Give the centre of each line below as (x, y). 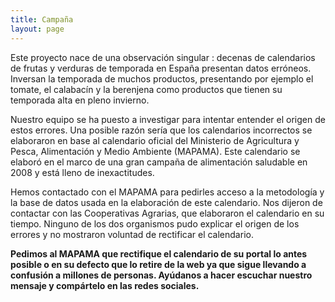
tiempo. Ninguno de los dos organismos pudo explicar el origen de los (155, 223)
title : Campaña (42, 19)
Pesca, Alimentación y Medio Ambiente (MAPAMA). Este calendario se (155, 151)
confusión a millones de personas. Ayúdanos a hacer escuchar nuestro (161, 275)
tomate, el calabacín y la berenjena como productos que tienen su (146, 89)
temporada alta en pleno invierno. (80, 100)
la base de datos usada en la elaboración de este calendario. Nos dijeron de (166, 202)
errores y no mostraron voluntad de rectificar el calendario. (132, 234)
